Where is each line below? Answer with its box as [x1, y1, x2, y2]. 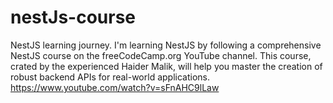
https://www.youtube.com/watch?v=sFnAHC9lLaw [10, 81, 220, 93]
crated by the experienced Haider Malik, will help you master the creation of [10, 60, 323, 72]
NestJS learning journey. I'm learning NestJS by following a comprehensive [10, 39, 322, 51]
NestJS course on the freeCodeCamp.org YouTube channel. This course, [10, 49, 312, 61]
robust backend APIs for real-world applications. [10, 71, 210, 83]
